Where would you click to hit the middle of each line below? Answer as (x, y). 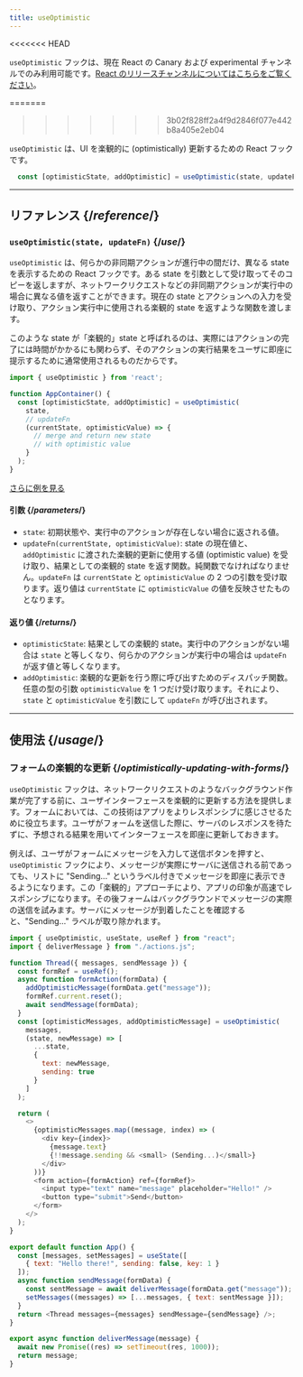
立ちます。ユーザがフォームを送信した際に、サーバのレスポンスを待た (163, 823)
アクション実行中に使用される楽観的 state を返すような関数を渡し (162, 308)
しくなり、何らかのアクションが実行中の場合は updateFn (183, 655)
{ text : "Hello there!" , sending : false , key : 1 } (123, 1264)
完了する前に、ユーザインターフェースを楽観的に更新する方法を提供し (155, 800)
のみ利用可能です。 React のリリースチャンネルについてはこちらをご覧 (154, 73)
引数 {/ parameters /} (48, 510)
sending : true (68, 1072)
